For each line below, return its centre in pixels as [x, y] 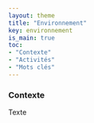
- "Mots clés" [32, 67]
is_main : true [32, 38]
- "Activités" [32, 60]
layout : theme [32, 15]
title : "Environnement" [48, 23]
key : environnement [41, 30]
